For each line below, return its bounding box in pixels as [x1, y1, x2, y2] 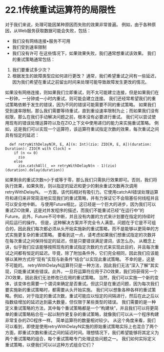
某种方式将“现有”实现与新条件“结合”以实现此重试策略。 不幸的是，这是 [13, 256, 155, 262]
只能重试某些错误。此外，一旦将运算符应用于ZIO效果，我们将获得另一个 [13, 268, 158, 274]
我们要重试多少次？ [12, 66, 51, 72]
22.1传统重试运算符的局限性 [5, 4, 116, 16]
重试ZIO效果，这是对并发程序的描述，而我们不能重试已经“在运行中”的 [5, 207, 144, 213]
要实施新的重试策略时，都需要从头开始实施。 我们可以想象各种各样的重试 [5, 286, 152, 292]
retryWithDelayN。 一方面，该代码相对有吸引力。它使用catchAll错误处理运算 [5, 189, 159, 195]
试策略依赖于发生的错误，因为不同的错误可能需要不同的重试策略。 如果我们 [5, 101, 156, 108]
